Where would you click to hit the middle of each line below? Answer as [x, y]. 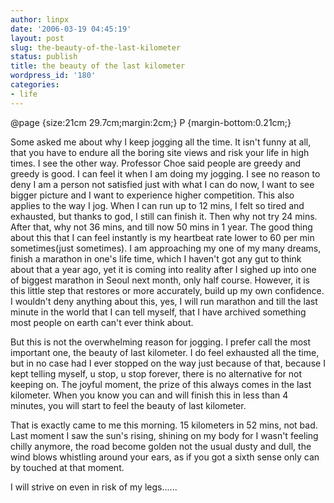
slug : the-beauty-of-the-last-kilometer [96, 47]
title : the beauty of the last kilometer [98, 66]
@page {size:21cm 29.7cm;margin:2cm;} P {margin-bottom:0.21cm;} [151, 122]
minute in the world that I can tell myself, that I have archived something [158, 312]
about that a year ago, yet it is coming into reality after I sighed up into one [163, 269]
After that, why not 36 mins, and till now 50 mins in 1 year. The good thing [161, 227]
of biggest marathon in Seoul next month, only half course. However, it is [160, 280]
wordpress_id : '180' [53, 76]
